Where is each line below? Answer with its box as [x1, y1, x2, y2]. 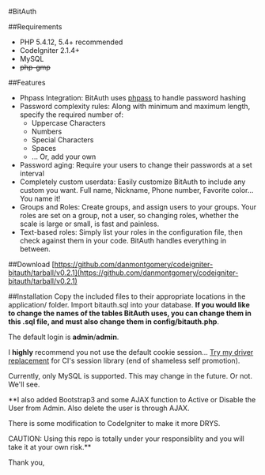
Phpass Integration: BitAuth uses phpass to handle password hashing [19, 93, 247, 102]
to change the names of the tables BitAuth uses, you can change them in [8, 308, 252, 318]
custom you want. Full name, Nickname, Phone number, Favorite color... [19, 186, 254, 194]
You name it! [19, 194, 61, 203]
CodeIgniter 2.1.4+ [19, 46, 81, 55]
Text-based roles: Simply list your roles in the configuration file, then [19, 228, 243, 236]
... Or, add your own [31, 152, 97, 161]
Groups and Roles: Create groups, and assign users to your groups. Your [19, 202, 257, 212]
